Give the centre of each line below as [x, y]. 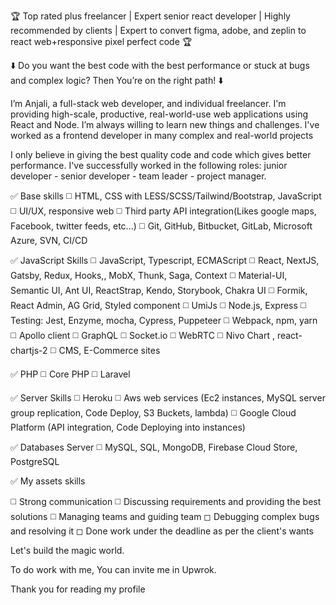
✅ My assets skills [48, 481]
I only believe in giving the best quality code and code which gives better [161, 154]
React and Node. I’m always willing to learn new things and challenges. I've [165, 124]
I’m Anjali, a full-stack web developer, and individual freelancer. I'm [148, 103]
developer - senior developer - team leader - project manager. [138, 176]
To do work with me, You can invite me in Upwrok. [113, 569]
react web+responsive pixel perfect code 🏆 [101, 41]
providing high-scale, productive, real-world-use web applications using [159, 114]
